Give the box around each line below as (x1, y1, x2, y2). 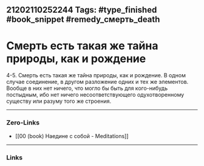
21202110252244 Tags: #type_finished (6, 5, 157, 15)
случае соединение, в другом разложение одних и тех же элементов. (6, 78, 189, 86)
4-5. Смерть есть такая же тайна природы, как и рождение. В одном (6, 72, 186, 79)
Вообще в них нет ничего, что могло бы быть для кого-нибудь (6, 85, 168, 92)
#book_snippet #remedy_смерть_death (6, 15, 160, 25)
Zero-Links (6, 119, 40, 127)
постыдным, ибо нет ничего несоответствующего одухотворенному (6, 91, 185, 99)
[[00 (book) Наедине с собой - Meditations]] (15, 132, 129, 139)
